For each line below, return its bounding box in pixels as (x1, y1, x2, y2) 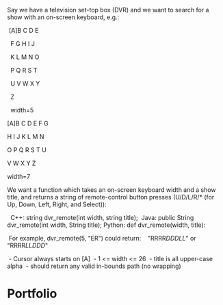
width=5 (10, 106, 34, 114)
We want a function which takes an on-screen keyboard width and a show (7, 186, 217, 194)
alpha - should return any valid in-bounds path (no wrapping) (7, 262, 181, 270)
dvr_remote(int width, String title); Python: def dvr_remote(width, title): (7, 221, 206, 229)
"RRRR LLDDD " (7, 241, 49, 249)
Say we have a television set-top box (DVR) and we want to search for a (7, 6, 209, 14)
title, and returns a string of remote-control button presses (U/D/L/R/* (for (7, 193, 215, 201)
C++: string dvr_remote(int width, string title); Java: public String (10, 214, 194, 221)
